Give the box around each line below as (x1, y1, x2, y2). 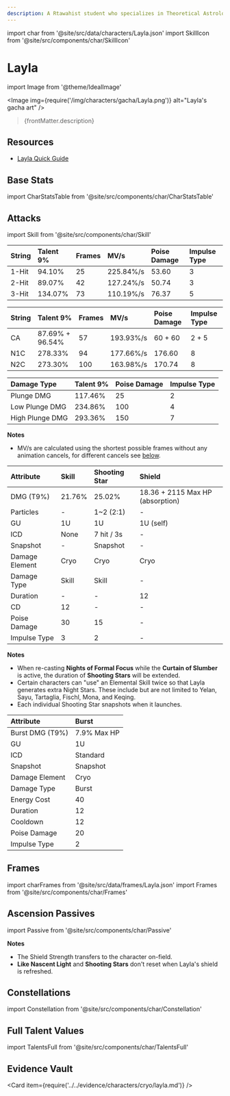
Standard (75, 750, 105, 760)
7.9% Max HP (75, 728, 120, 737)
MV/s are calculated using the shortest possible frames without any (16, 444, 207, 452)
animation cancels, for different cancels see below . (16, 451, 161, 459)
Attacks (7, 212, 41, 224)
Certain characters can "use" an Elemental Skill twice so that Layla (16, 678, 205, 687)
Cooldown (10, 817, 44, 826)
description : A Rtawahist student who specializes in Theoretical (7, 10, 201, 17)
